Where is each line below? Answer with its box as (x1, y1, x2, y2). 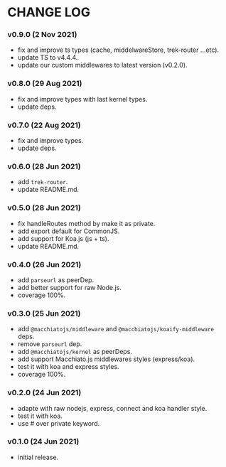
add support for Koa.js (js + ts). (17, 234, 109, 242)
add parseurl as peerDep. (17, 275, 95, 284)
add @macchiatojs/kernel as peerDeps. (17, 348, 133, 356)
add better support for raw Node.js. (17, 283, 122, 291)
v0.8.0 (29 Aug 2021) (7, 79, 82, 89)
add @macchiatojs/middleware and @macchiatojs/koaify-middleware (17, 325, 215, 333)
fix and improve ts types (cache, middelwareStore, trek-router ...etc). (17, 45, 219, 54)
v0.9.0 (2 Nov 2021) (7, 30, 77, 40)
